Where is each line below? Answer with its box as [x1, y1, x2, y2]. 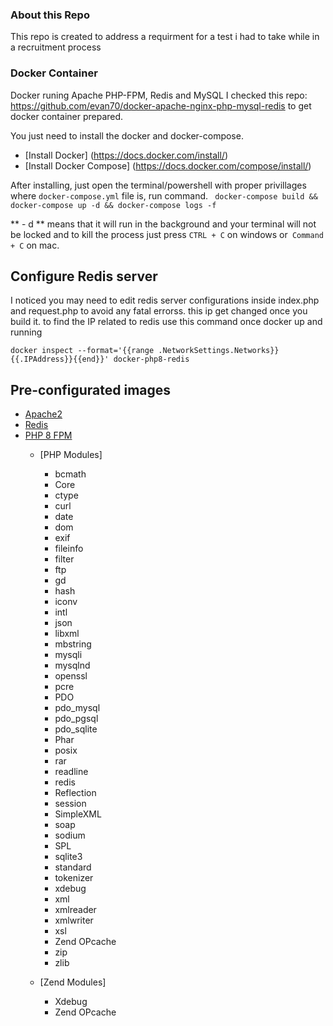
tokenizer [54, 872, 94, 884]
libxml [54, 628, 80, 640]
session [54, 798, 87, 810]
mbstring [54, 638, 92, 650]
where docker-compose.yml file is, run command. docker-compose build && [10, 189, 318, 202]
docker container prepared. [10, 110, 124, 122]
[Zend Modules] [39, 976, 107, 988]
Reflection [54, 787, 97, 799]
